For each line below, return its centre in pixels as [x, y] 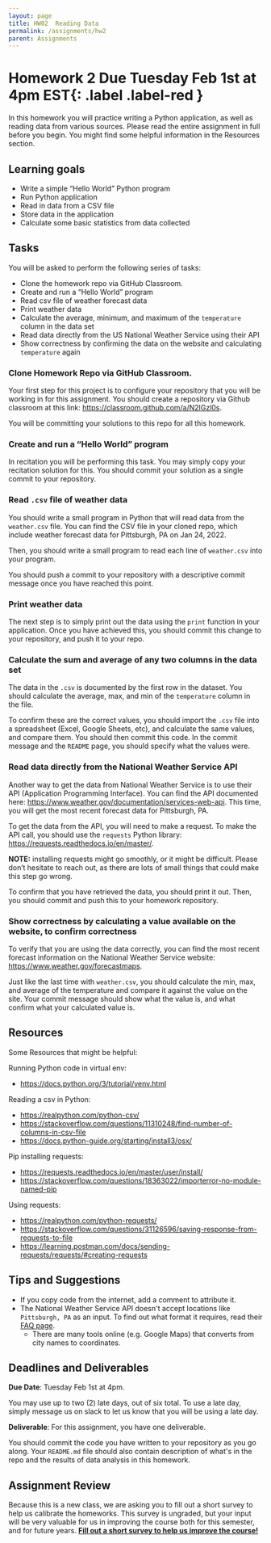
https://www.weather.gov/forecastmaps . [75, 965]
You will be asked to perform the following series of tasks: [105, 267]
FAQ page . [37, 1325]
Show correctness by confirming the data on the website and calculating [141, 343]
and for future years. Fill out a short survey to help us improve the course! [133, 1531]
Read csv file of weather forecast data [83, 301]
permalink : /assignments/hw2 [57, 31]
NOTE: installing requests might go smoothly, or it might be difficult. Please [133, 859]
